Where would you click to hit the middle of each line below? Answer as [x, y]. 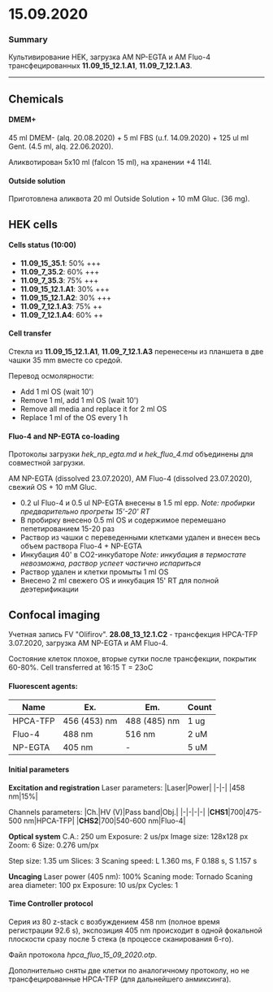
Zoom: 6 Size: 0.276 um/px [54, 845]
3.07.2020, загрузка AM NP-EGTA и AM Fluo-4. [88, 643]
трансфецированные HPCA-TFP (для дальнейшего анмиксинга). [120, 979]
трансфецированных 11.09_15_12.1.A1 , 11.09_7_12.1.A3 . [100, 66]
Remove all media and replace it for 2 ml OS [93, 409]
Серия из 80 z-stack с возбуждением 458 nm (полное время [114, 921]
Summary [28, 40]
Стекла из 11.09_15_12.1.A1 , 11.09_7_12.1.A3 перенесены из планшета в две [136, 352]
